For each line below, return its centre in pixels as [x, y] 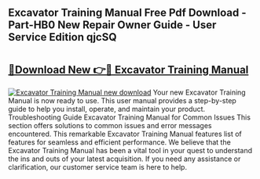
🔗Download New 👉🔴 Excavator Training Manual [128, 70]
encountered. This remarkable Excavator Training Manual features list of [125, 134]
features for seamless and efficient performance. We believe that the [120, 142]
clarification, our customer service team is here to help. [97, 167]
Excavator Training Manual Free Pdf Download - [127, 13]
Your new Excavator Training [199, 92]
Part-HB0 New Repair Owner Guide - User [112, 25]
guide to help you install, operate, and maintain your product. [107, 109]
